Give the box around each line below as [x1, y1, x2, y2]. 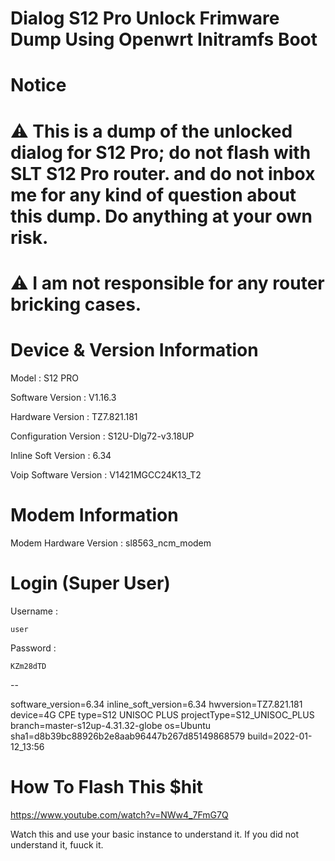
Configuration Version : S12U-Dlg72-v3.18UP [10, 430, 195, 442]
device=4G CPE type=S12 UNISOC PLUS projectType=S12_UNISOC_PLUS [10, 708, 315, 721]
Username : [10, 605, 58, 617]
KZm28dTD [10, 661, 47, 671]
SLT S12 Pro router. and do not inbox [10, 162, 316, 185]
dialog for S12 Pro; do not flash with [10, 141, 312, 164]
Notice [10, 74, 67, 97]
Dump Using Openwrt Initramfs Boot [10, 28, 318, 51]
